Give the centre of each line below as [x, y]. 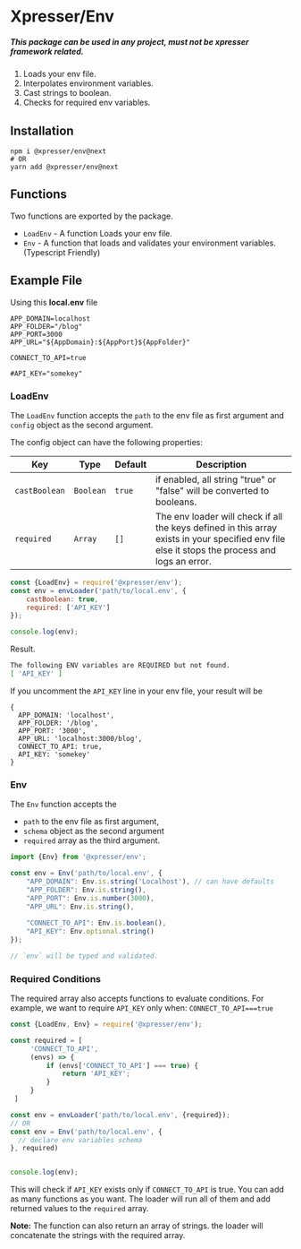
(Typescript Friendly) [62, 252]
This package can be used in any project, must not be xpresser [130, 41]
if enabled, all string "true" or [216, 479]
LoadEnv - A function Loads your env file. [98, 233]
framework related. [47, 51]
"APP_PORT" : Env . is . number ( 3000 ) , [90, 898]
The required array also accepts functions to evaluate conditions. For [137, 999]
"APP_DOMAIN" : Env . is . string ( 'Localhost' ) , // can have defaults [150, 881]
